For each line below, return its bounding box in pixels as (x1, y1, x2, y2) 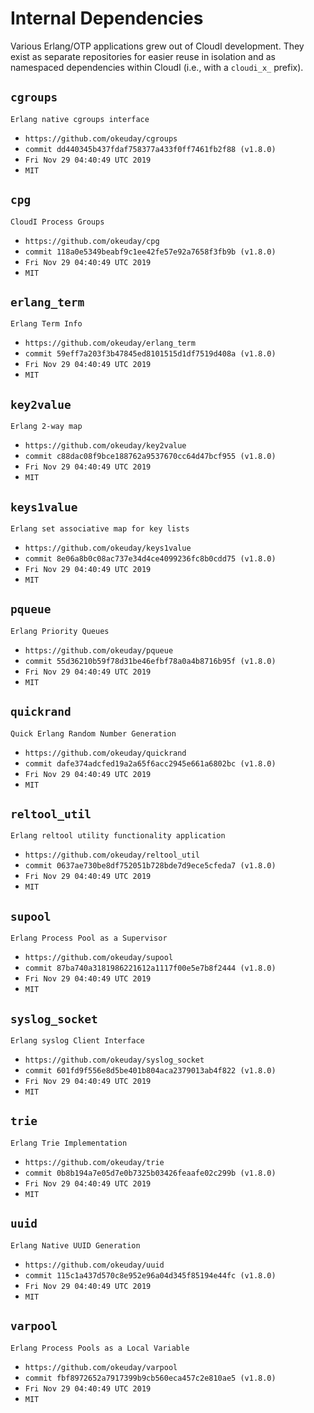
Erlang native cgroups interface (10, 114, 150, 124)
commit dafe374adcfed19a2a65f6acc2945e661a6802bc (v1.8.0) (24, 758, 277, 769)
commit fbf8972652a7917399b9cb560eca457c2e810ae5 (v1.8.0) (24, 1373, 277, 1383)
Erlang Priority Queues (10, 626, 110, 636)
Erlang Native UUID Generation (10, 1240, 141, 1251)
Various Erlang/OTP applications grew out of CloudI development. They (10, 40, 305, 52)
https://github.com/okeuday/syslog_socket (24, 1055, 205, 1066)
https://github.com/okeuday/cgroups (24, 133, 178, 144)
